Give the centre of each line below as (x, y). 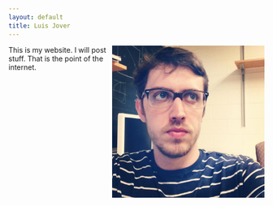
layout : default (36, 17)
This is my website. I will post (58, 49)
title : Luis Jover (39, 26)
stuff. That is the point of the (56, 58)
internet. (22, 67)
